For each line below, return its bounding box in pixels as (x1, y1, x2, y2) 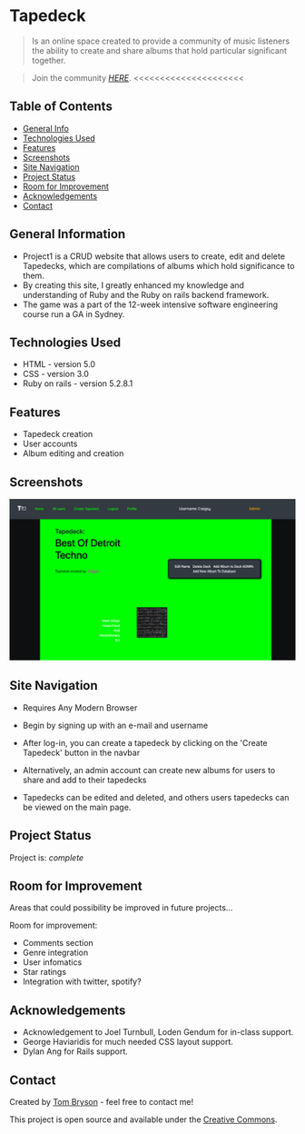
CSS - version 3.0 (22, 369, 89, 380)
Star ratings (22, 967, 66, 978)
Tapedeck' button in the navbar (22, 747, 141, 758)
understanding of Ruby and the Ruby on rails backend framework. (22, 289, 270, 300)
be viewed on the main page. (22, 801, 132, 812)
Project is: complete (9, 851, 84, 863)
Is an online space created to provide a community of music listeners (31, 35, 290, 46)
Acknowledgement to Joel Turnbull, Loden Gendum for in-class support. (22, 1027, 294, 1038)
